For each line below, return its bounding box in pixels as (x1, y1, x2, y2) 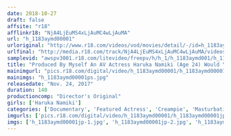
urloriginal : (7, 42, 45, 49)
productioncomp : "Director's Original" (7, 93, 122, 100)
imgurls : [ (7, 112, 38, 119)
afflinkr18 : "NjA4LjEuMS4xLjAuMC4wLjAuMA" (7, 29, 131, 36)
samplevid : (7, 55, 38, 62)
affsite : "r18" (7, 23, 51, 30)
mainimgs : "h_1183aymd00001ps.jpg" (7, 73, 109, 81)
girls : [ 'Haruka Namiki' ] (7, 100, 81, 106)
